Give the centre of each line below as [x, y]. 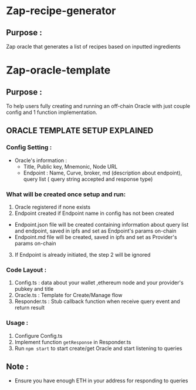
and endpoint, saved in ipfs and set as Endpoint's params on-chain [95, 231]
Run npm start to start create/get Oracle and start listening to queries [98, 348]
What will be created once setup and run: [66, 194]
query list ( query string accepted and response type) [88, 179]
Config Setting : [29, 147]
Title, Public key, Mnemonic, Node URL [70, 166]
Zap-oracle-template [58, 70]
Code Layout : [26, 270]
